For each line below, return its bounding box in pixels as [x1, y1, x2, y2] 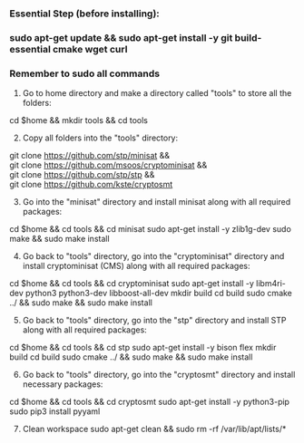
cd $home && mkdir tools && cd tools [9, 115, 148, 126]
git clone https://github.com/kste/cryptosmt [9, 179, 173, 190]
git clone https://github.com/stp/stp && [9, 169, 155, 180]
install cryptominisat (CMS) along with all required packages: [22, 261, 251, 272]
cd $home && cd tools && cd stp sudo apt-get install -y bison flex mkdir [9, 342, 277, 353]
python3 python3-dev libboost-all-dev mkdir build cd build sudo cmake [25, 288, 293, 299]
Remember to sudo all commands [9, 67, 161, 80]
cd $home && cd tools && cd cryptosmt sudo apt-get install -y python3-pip [9, 397, 290, 408]
